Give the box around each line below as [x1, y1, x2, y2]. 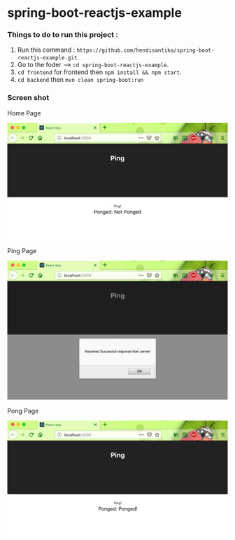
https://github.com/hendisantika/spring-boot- [76, 47, 215, 54]
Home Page [7, 108, 41, 117]
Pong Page [7, 406, 39, 415]
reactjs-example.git [17, 55, 78, 62]
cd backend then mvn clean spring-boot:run [17, 76, 144, 84]
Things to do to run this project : [7, 30, 119, 40]
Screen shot [7, 93, 50, 103]
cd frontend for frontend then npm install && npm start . [17, 68, 182, 76]
